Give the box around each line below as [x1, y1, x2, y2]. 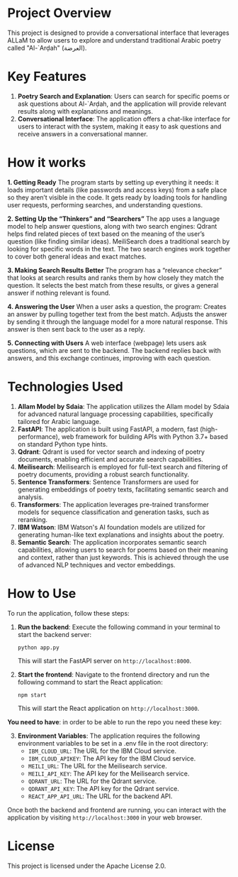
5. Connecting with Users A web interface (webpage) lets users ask [7, 339, 207, 347]
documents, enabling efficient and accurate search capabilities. [17, 454, 203, 463]
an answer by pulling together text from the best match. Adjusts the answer [7, 310, 228, 318]
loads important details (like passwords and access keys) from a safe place [7, 185, 227, 194]
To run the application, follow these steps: [7, 609, 130, 617]
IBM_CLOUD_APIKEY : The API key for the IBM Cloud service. [28, 754, 196, 763]
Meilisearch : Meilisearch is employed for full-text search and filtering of [17, 462, 228, 471]
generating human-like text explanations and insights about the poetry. [17, 530, 225, 539]
